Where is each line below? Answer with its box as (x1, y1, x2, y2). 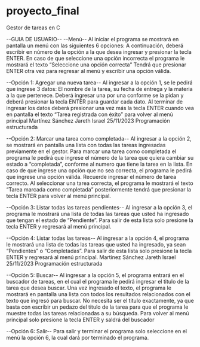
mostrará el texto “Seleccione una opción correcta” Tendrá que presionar (6, 61, 187, 68)
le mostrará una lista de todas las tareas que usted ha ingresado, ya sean (6, 241, 186, 248)
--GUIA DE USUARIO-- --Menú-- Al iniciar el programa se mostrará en (6, 35, 179, 42)
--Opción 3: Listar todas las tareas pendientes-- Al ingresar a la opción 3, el (6, 203, 193, 211)
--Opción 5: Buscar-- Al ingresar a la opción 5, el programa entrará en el (6, 271, 184, 279)
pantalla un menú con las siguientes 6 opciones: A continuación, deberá (6, 42, 184, 49)
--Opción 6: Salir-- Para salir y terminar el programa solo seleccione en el (6, 327, 187, 334)
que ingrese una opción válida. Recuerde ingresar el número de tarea (6, 173, 177, 180)
